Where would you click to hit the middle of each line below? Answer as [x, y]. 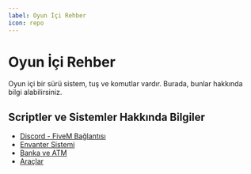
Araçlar [32, 161]
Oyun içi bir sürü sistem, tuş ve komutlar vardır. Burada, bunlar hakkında [125, 84]
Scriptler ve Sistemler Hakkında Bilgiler [107, 117]
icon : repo [26, 23]
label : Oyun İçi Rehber [48, 15]
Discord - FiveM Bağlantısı [63, 136]
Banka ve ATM [43, 153]
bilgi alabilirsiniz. [35, 93]
